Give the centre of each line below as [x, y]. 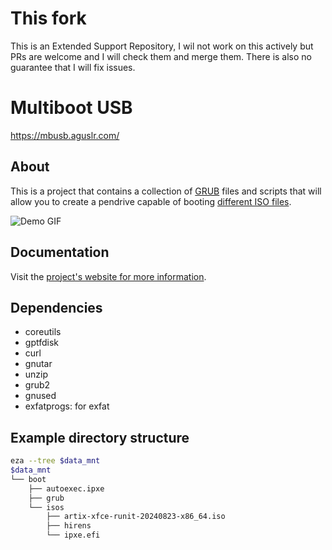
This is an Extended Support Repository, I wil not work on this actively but [162, 46]
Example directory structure [100, 437]
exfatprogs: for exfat [67, 406]
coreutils [43, 332]
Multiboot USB [71, 108]
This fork [48, 18]
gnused [40, 396]
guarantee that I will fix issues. [73, 67]
